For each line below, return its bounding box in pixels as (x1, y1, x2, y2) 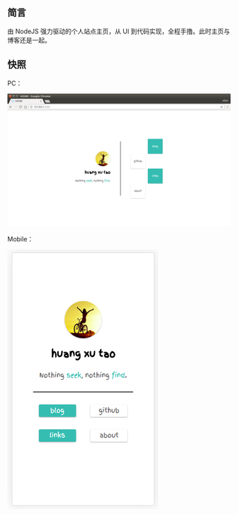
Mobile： (7, 234, 34, 243)
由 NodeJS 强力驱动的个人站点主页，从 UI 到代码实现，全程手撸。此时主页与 (7, 27, 230, 36)
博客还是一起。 (7, 36, 51, 44)
